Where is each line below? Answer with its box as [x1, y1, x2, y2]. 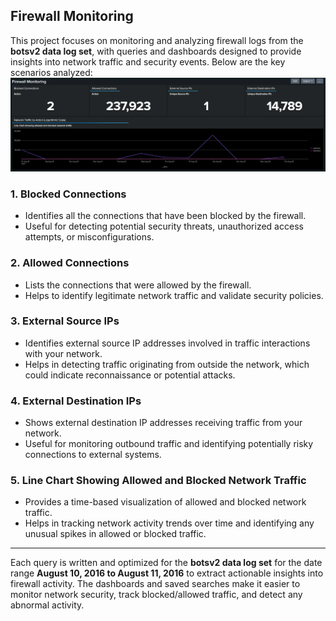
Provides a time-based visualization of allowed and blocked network [24, 496, 307, 508]
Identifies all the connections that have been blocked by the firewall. [24, 210, 307, 222]
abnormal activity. [10, 599, 85, 611]
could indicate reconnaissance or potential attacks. [24, 369, 236, 381]
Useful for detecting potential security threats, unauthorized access [24, 220, 304, 233]
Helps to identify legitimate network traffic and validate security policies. [24, 289, 324, 301]
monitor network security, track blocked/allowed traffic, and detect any [10, 589, 303, 601]
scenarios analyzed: [10, 66, 93, 78]
